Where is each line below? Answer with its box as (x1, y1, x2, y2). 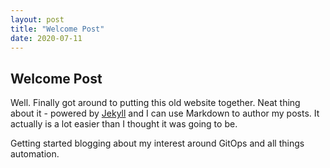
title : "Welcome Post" (10, 24, 105, 34)
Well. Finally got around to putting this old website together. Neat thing (10, 97, 301, 109)
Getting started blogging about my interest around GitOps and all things (10, 137, 305, 150)
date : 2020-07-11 (10, 33, 83, 43)
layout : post (10, 14, 65, 25)
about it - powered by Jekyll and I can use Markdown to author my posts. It (10, 107, 320, 120)
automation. (10, 148, 60, 160)
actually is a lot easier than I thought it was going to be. (10, 118, 238, 130)
